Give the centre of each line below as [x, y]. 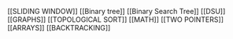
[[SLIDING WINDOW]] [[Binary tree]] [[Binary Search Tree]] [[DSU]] [116, 11]
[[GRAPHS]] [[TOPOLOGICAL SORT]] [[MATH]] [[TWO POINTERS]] [115, 19]
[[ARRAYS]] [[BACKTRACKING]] [59, 28]
